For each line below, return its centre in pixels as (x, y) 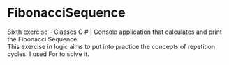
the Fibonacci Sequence (42, 39)
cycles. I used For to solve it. (48, 54)
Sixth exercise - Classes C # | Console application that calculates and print (114, 32)
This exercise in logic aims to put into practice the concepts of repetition (111, 46)
